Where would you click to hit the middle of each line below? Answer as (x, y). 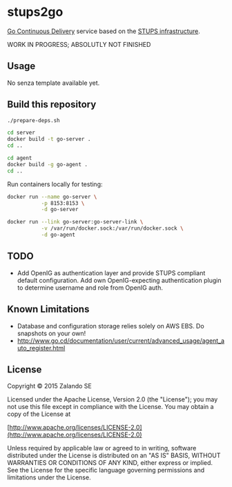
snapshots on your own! (51, 333)
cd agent (20, 158)
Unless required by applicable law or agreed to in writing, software (102, 448)
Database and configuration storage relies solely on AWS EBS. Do (111, 326)
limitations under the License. (49, 477)
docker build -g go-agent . (48, 164)
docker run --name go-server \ (52, 197)
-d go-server (60, 210)
